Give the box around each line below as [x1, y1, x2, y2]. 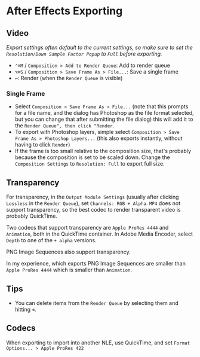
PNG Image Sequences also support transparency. [6, 248, 131, 255]
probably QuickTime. [6, 212, 58, 219]
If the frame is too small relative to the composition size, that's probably [14, 148, 191, 155]
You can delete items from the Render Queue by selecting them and [14, 299, 179, 306]
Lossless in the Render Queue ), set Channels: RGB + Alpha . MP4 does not [6, 200, 181, 207]
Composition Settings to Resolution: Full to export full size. [14, 160, 165, 167]
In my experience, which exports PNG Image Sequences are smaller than [6, 260, 186, 267]
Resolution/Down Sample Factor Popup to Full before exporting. [6, 50, 162, 57]
